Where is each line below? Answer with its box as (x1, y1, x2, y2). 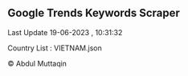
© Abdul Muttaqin (7, 58, 67, 68)
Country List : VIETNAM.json (7, 43, 102, 53)
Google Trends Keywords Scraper (7, 6, 180, 20)
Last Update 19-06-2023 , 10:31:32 (7, 27, 123, 37)
